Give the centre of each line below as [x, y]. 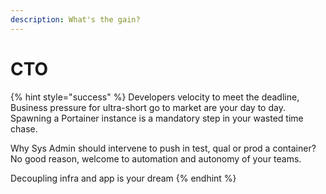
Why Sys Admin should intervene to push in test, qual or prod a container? [163, 148]
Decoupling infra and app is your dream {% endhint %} [123, 178]
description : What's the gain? [75, 19]
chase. [24, 128]
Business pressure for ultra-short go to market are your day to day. [148, 107]
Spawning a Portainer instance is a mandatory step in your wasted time [157, 118]
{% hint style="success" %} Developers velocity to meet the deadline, [155, 97]
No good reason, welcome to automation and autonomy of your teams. [156, 158]
